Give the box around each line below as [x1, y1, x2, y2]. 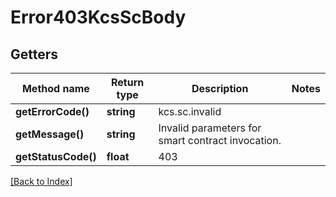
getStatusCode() [15, 150, 97, 163]
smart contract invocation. [158, 134, 282, 147]
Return [110, 76, 145, 89]
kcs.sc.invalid [158, 105, 222, 118]
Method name [21, 82, 90, 95]
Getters [10, 46, 59, 63]
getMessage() [15, 127, 85, 141]
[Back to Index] [10, 176, 73, 187]
